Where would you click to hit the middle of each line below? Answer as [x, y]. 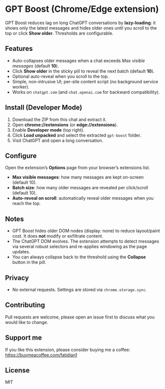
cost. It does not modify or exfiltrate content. [58, 236]
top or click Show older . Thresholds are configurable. [59, 33]
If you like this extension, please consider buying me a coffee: [68, 350]
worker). [21, 87]
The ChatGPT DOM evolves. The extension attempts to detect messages [86, 241]
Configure [21, 156]
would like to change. [27, 322]
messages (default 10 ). [35, 66]
